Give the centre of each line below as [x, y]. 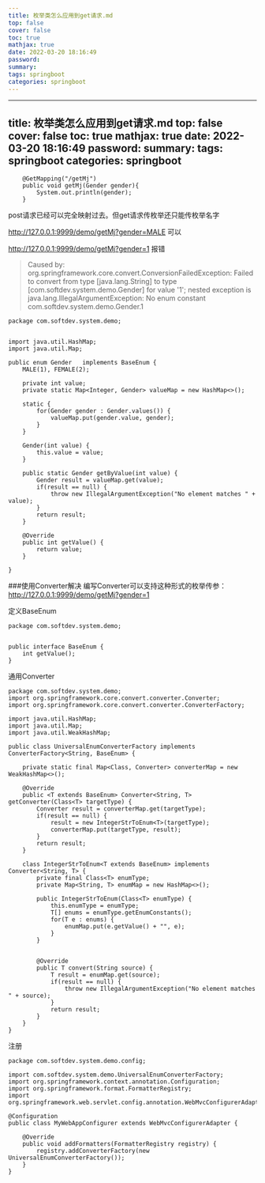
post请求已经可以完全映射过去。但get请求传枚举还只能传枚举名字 [114, 215]
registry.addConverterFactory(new [93, 1151]
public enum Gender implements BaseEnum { [82, 363]
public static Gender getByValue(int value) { [100, 474]
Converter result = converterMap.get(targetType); [121, 809]
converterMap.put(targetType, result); [116, 830]
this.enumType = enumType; [95, 906]
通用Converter [32, 676]
